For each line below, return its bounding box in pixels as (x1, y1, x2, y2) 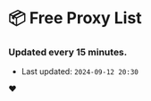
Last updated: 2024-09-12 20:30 (21, 66, 139, 77)
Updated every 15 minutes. (8, 46, 128, 59)
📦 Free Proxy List (8, 8, 142, 29)
